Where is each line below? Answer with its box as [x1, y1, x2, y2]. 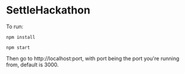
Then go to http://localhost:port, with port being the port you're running [6, 55, 180, 62]
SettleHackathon [6, 4, 91, 17]
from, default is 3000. [6, 61, 59, 68]
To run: [6, 23, 24, 30]
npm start [6, 45, 31, 51]
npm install [6, 34, 35, 40]
